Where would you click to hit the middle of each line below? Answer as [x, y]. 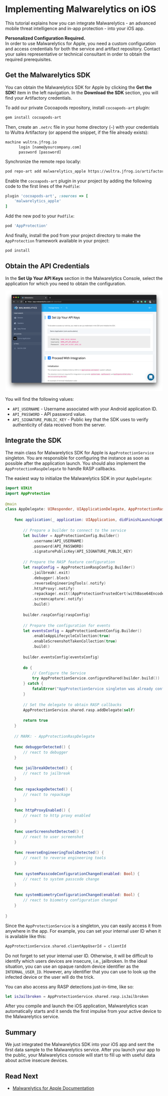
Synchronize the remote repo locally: [43, 161]
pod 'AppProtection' [27, 226]
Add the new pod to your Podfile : [40, 216]
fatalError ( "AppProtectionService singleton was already [92, 689]
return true [36, 721]
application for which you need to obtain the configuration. [66, 284]
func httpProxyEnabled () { [42, 810]
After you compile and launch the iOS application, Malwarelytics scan [77, 1006]
